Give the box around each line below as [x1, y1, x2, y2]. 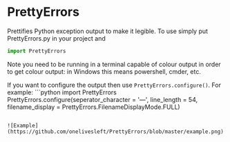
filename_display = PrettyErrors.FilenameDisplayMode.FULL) [7, 103, 181, 111]
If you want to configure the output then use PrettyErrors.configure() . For [7, 81, 221, 89]
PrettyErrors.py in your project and [7, 34, 106, 42]
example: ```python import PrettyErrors [7, 88, 117, 97]
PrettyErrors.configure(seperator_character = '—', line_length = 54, [7, 95, 198, 103]
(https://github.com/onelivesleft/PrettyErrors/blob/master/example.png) [7, 128, 224, 135]
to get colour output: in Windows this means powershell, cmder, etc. [7, 67, 202, 76]
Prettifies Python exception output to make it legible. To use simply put [7, 27, 209, 35]
